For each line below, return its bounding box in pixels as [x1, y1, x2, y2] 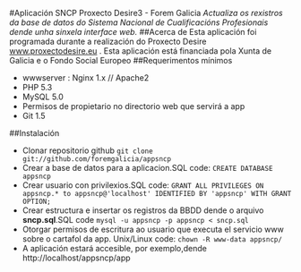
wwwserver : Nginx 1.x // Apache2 [21, 72, 150, 83]
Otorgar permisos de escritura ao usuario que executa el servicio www [21, 224, 284, 234]
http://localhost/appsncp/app [21, 252, 132, 263]
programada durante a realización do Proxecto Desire [9, 36, 207, 47]
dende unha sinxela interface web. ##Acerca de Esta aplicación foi [9, 27, 257, 37]
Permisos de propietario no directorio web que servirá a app [21, 101, 245, 111]
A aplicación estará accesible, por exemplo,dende [21, 243, 208, 253]
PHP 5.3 [21, 82, 53, 92]
